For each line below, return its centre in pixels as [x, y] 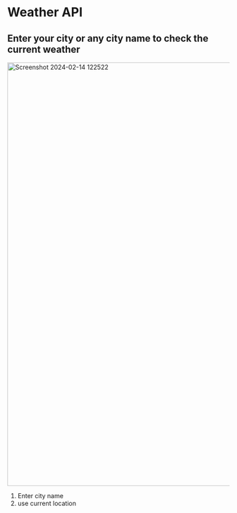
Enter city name [40, 496]
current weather [44, 49]
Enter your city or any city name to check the [108, 38]
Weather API [45, 12]
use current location [47, 503]
